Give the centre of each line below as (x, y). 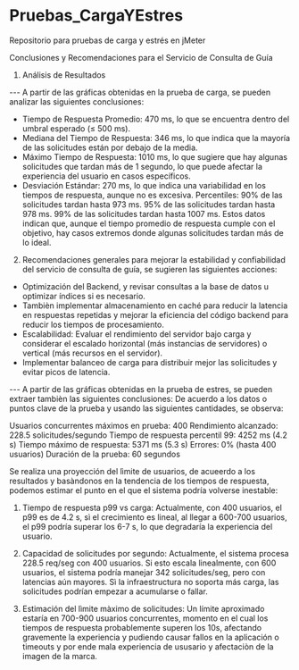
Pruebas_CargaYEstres (96, 16)
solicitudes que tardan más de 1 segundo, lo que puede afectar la (142, 166)
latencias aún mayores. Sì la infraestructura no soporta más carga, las (150, 582)
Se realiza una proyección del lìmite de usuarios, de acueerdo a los (133, 471)
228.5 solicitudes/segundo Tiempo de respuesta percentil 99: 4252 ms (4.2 (148, 435)
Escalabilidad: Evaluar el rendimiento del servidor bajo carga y (137, 334)
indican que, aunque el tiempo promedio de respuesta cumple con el (149, 223)
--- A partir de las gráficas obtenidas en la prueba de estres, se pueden (141, 389)
